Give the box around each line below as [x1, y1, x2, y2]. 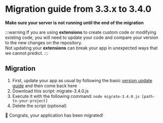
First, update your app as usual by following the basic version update [12, 77, 153, 83]
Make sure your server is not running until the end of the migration [5, 20, 144, 26]
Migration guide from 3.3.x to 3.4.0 [5, 3, 152, 15]
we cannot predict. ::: [5, 50, 48, 56]
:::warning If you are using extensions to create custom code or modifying [5, 29, 157, 35]
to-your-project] [12, 98, 48, 103]
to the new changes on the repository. [5, 39, 82, 45]
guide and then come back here [12, 83, 77, 89]
